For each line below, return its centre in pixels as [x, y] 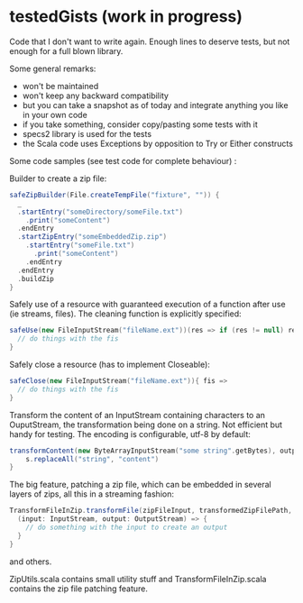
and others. [31, 562]
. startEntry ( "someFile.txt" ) [80, 245]
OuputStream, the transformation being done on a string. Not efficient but [146, 425]
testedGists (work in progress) [126, 17]
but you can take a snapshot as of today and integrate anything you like [155, 105]
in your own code [55, 114]
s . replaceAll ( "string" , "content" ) [92, 459]
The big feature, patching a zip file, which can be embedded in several [141, 485]
